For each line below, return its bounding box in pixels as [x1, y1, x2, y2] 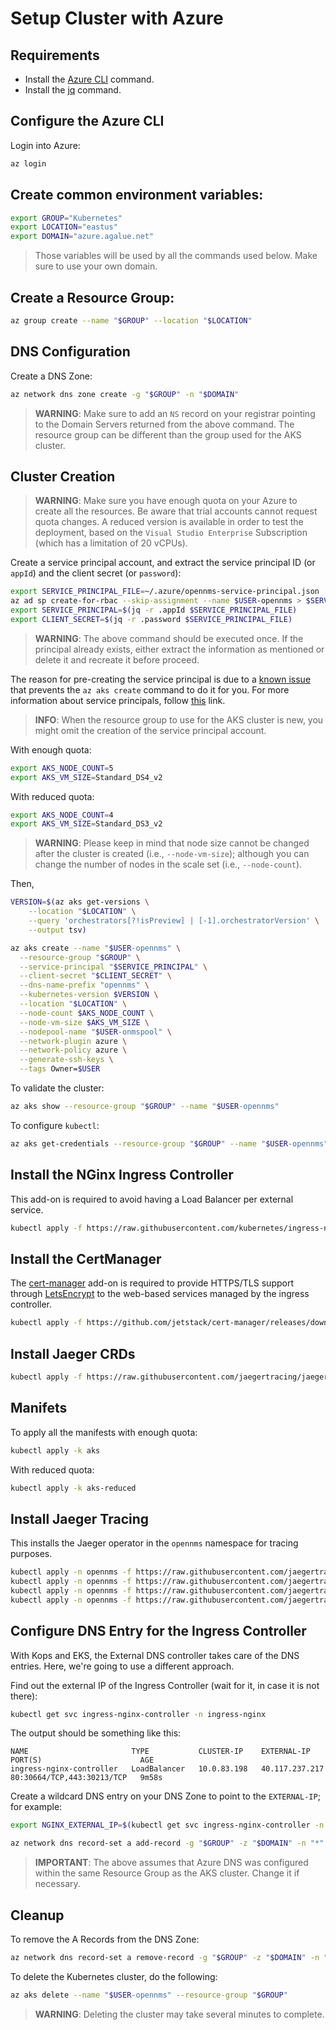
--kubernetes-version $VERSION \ [19, 990, 159, 1000]
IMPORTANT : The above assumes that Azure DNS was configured [34, 1857, 309, 1869]
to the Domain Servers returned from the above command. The [34, 418, 295, 430]
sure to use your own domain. [34, 260, 158, 272]
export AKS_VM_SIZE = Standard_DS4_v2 [10, 772, 163, 782]
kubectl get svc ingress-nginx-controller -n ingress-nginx [10, 1709, 267, 1719]
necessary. [34, 1878, 81, 1890]
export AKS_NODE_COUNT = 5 [10, 763, 114, 773]
